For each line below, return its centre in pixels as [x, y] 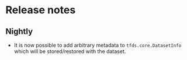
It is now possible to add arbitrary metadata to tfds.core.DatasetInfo [98, 45]
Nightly [19, 31]
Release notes [41, 10]
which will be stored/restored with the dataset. [70, 51]
